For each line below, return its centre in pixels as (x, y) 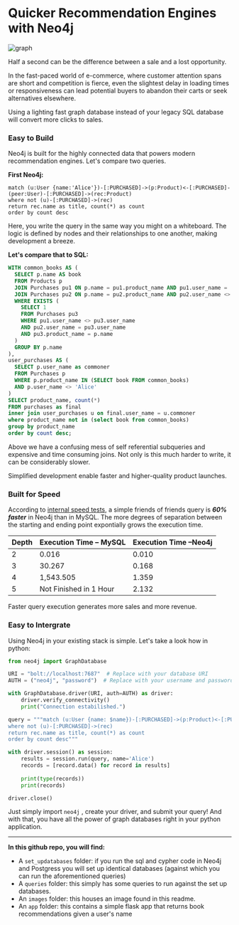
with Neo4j (41, 28)
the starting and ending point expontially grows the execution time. (106, 525)
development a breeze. (42, 241)
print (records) (43, 785)
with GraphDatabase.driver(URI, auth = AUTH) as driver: (91, 694)
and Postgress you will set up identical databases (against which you (119, 869)
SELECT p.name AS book (48, 275)
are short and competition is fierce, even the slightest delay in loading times (119, 83)
